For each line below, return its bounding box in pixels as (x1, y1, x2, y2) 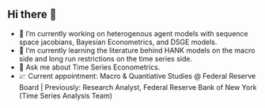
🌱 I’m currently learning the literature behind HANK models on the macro (18, 45, 256, 55)
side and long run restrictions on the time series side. (18, 54, 193, 63)
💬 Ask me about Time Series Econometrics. (18, 62, 161, 72)
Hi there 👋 (7, 8, 57, 21)
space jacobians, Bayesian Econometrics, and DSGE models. (18, 37, 218, 47)
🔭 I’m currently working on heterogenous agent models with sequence (18, 28, 248, 38)
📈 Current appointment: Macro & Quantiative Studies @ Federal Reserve (18, 71, 256, 80)
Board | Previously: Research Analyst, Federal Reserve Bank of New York (18, 82, 257, 91)
